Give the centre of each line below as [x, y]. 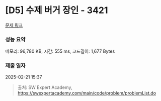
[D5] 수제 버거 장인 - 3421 [57, 10]
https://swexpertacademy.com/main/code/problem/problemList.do [87, 93]
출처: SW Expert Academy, [45, 87]
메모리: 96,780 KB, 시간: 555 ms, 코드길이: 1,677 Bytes [60, 51]
